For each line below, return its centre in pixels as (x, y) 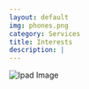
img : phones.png (39, 26)
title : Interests (41, 42)
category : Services (45, 33)
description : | (37, 50)
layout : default (39, 17)
